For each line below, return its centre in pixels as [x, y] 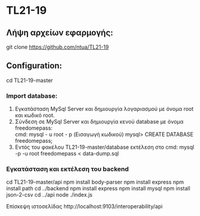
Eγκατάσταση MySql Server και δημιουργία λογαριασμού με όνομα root [104, 109]
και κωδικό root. [35, 115]
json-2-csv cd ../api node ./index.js [49, 195]
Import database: [32, 95]
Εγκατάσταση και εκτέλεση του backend [68, 169]
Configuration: [34, 66]
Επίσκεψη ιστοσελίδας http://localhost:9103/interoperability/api [84, 206]
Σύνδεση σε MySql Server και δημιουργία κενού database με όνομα [99, 122]
